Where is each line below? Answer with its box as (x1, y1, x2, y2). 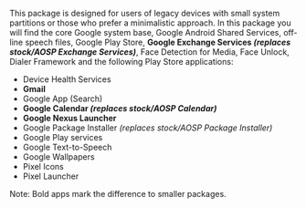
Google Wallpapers (22, 151, 95, 162)
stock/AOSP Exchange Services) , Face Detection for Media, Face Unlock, (9, 47, 290, 57)
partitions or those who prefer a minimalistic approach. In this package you (9, 17, 291, 28)
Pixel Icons (22, 161, 64, 172)
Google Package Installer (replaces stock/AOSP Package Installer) (22, 122, 273, 133)
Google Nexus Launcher (22, 113, 117, 123)
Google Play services (22, 132, 103, 142)
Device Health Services (22, 74, 111, 85)
